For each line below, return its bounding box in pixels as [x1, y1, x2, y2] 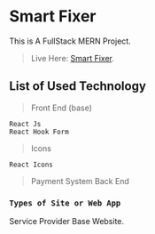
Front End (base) [30, 102, 93, 113]
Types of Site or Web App [9, 198, 121, 208]
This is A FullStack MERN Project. [9, 36, 131, 46]
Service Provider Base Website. [9, 216, 125, 227]
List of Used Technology [9, 78, 146, 94]
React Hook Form [9, 127, 69, 136]
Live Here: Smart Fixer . [30, 52, 115, 63]
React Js [9, 119, 42, 128]
